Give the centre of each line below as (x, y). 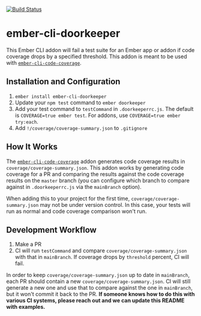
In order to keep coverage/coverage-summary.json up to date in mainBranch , (98, 275)
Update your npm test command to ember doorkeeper (80, 103)
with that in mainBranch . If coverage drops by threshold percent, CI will (102, 257)
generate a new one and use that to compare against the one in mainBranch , (100, 288)
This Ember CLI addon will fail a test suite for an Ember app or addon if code (100, 50)
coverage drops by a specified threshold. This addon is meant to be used (97, 56)
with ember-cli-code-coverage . (44, 62)
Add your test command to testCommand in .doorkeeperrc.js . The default (104, 109)
